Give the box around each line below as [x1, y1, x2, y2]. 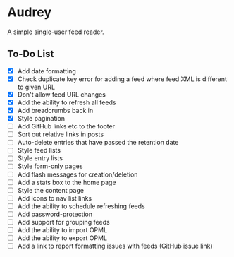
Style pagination [17, 114, 66, 123]
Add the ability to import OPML [17, 225, 108, 234]
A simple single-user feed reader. [7, 28, 104, 36]
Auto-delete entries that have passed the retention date [17, 138, 179, 147]
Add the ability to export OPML [17, 234, 108, 242]
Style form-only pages [17, 162, 83, 170]
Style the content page [17, 186, 85, 194]
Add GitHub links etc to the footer [17, 122, 115, 131]
